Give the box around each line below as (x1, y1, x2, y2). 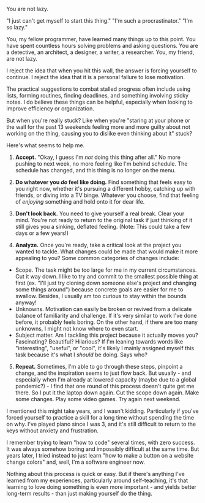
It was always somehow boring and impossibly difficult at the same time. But (6, 445, 199, 453)
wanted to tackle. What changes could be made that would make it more (15, 248, 198, 255)
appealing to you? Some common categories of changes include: (15, 255, 179, 261)
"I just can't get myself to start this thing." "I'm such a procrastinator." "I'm (6, 17, 193, 24)
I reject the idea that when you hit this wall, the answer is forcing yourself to (6, 67, 197, 74)
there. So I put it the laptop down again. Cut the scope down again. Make (15, 389, 199, 396)
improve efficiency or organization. (6, 105, 95, 112)
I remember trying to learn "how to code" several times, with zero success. (6, 439, 195, 446)
